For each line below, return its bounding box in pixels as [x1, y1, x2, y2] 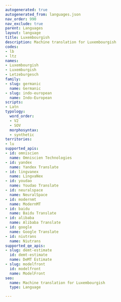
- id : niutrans [5, 234, 37, 239]
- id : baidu [5, 206, 30, 211]
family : [5, 77, 21, 82]
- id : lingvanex [5, 169, 39, 174]
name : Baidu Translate [9, 211, 57, 216]
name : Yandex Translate [9, 165, 59, 170]
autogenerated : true [5, 7, 48, 12]
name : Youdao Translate [9, 183, 59, 188]
